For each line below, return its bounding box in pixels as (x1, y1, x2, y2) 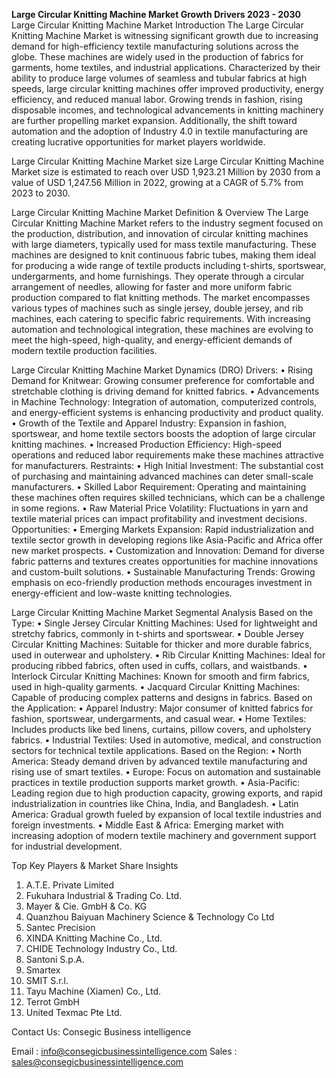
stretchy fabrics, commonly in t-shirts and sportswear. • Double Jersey (11, 628, 304, 639)
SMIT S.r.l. (25, 975, 69, 986)
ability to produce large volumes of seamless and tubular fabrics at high (11, 72, 308, 84)
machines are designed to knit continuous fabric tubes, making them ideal (11, 249, 317, 261)
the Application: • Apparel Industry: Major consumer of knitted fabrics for (11, 702, 314, 714)
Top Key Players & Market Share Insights (11, 860, 179, 871)
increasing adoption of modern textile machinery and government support (11, 830, 317, 841)
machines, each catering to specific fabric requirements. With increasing (11, 313, 311, 324)
